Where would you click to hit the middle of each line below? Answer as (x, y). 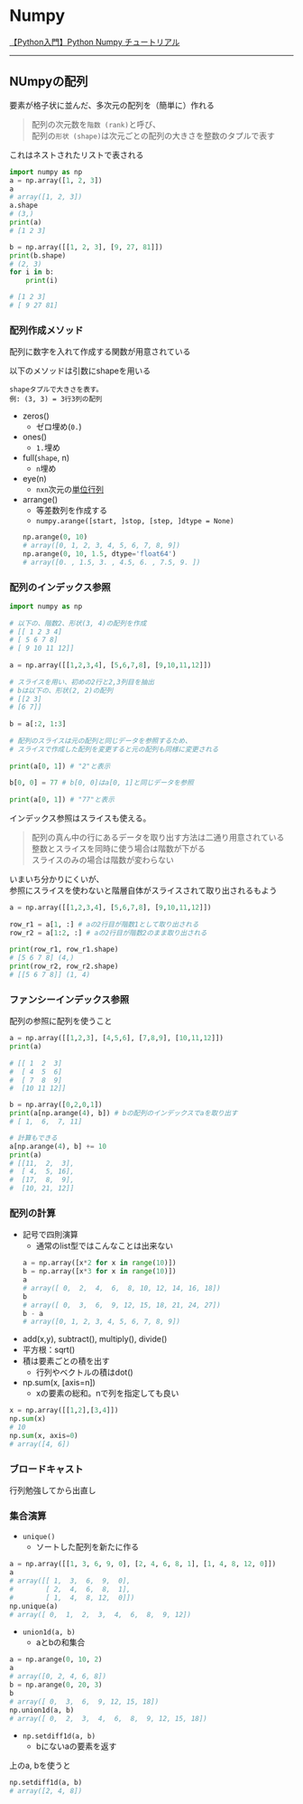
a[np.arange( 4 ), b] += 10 (58, 1146)
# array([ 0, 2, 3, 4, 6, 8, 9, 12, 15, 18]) (108, 1718)
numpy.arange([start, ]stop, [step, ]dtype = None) (135, 521)
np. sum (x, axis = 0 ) (44, 1435)
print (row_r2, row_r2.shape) (64, 967)
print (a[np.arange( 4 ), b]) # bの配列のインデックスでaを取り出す (124, 1113)
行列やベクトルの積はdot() (84, 1372)
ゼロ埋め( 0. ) (59, 427)
